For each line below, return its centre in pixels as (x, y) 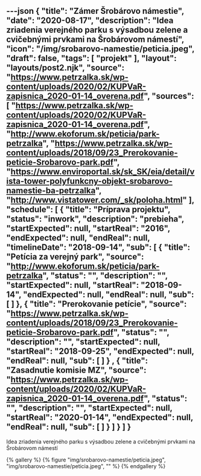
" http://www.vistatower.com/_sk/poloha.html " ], (100, 200)
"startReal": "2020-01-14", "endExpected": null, (100, 418)
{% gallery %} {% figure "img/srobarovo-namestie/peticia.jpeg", (86, 460)
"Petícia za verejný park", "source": (75, 257)
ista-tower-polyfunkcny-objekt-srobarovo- (90, 181)
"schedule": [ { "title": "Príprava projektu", (88, 210)
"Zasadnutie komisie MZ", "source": (76, 370)
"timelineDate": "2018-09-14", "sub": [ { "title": (98, 248)
